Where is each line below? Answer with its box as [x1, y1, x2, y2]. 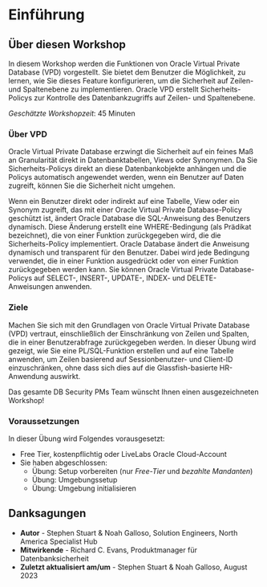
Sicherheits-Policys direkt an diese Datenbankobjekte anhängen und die [8, 164, 247, 173]
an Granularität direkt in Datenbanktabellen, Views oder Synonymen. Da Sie [8, 155, 258, 165]
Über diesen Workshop [8, 38, 127, 51]
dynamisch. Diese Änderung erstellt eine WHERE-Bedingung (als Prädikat [8, 222, 252, 232]
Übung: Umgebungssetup [31, 475, 118, 484]
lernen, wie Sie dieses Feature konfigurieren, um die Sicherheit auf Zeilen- [8, 76, 254, 85]
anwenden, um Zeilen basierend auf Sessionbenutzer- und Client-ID [8, 354, 233, 364]
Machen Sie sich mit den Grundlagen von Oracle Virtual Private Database [8, 320, 250, 330]
